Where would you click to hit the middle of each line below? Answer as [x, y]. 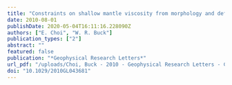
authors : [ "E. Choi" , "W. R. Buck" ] [60, 33]
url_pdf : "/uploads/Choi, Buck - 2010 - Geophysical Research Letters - [114, 64]
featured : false [30, 52]
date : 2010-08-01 [32, 20]
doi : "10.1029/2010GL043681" [49, 71]
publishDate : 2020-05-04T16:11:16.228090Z [69, 26]
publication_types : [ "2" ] [44, 39]
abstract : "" [26, 45]
